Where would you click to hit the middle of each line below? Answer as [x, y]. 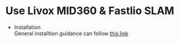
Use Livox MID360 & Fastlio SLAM [90, 11]
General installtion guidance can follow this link [71, 33]
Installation [27, 27]
